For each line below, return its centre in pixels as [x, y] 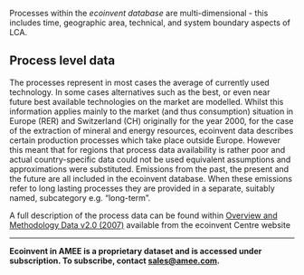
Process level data [62, 61]
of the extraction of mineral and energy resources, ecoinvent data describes [152, 130]
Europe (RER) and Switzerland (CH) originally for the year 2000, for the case [152, 120]
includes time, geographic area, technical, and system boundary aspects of [150, 23]
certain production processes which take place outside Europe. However [145, 140]
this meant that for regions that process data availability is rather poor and [147, 149]
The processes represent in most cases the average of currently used [139, 82]
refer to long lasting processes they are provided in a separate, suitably [142, 188]
